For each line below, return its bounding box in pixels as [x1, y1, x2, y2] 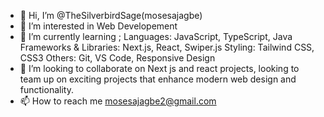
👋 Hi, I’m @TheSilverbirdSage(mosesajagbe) [19, 10, 203, 21]
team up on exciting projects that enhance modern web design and [19, 73, 297, 85]
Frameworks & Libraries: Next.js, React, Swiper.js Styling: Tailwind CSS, [19, 41, 315, 53]
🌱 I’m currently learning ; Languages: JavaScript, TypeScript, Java [19, 31, 293, 42]
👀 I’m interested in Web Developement [19, 20, 178, 32]
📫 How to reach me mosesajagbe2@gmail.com [19, 95, 217, 107]
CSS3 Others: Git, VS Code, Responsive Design [19, 52, 216, 64]
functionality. [19, 84, 74, 95]
